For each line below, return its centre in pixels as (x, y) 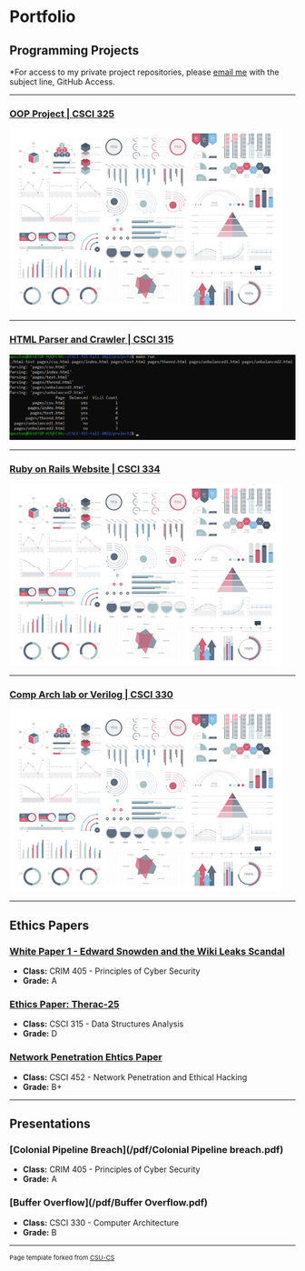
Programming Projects (74, 50)
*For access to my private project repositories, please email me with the (144, 72)
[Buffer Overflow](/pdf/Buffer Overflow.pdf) (109, 1203)
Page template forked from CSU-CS (62, 1257)
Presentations (50, 1123)
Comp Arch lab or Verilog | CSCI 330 (92, 695)
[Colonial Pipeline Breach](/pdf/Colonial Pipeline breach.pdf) (147, 1149)
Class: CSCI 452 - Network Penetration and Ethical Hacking (135, 1077)
